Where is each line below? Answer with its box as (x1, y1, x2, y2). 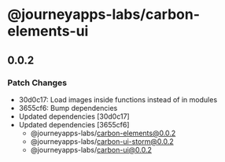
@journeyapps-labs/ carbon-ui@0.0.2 (30, 145, 153, 154)
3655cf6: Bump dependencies (18, 103, 118, 112)
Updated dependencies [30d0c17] (18, 112, 131, 121)
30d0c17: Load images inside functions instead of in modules (18, 94, 218, 104)
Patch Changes (7, 77, 68, 88)
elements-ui (7, 22, 89, 40)
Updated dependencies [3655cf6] (18, 120, 130, 129)
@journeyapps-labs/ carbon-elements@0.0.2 (30, 128, 176, 138)
